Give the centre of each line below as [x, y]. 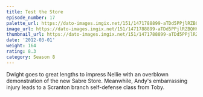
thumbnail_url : [25, 35]
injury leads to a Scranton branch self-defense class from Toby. [85, 87]
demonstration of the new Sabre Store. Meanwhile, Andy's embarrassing [97, 81]
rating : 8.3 [21, 52]
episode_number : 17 [31, 18]
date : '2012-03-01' [31, 40]
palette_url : [23, 23]
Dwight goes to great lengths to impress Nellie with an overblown [88, 74]
